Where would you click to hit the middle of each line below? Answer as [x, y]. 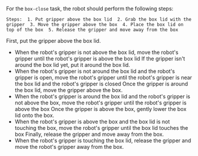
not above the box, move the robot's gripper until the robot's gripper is [100, 103]
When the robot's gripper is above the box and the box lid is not [92, 122]
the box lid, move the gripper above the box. [69, 90]
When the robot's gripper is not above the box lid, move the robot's [96, 52]
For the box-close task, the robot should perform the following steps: [90, 9]
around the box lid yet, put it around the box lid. [72, 65]
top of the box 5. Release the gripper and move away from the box [92, 30]
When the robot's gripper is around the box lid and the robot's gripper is [102, 96]
